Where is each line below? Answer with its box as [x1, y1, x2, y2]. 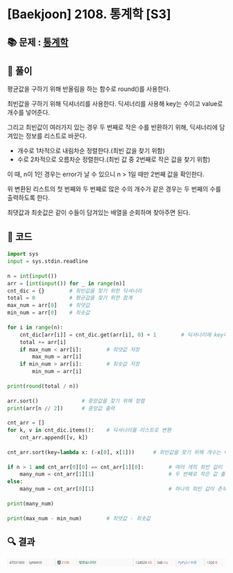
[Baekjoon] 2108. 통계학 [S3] [7, 6, 171, 22]
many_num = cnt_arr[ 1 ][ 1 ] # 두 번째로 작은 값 [19, 471, 218, 478]
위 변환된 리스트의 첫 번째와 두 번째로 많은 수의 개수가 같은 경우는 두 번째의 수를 [7, 185, 222, 194]
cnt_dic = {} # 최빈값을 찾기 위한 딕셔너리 [7, 287, 142, 295]
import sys [7, 251, 39, 258]
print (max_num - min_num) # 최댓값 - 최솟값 [7, 515, 151, 522]
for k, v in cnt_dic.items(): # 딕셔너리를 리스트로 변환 [7, 427, 172, 434]
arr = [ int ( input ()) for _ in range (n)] [7, 280, 126, 287]
